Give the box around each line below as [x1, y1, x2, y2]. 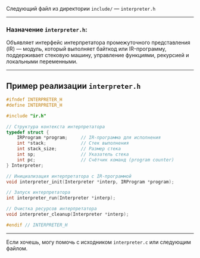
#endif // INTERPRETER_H [6, 222, 68, 228]
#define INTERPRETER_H [6, 102, 62, 108]
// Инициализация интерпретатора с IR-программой [6, 173, 132, 179]
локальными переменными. [6, 58, 78, 65]
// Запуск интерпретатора [6, 189, 70, 195]
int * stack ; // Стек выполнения [17, 140, 129, 147]
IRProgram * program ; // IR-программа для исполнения [17, 135, 161, 141]
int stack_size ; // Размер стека [17, 146, 121, 152]
